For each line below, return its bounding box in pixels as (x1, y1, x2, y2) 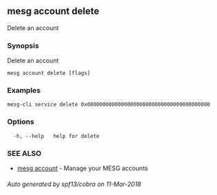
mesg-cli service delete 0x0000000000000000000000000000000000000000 (7, 101, 211, 108)
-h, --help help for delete (13, 133, 100, 139)
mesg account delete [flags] (7, 70, 91, 77)
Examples (7, 86, 41, 95)
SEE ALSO (7, 148, 42, 158)
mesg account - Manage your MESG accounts (16, 164, 148, 172)
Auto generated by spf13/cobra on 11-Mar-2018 (7, 180, 141, 188)
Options (7, 117, 34, 126)
